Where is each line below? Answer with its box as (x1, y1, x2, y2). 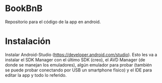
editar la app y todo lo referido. (5, 72, 67, 78)
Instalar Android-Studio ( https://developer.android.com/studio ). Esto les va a (5, 52, 157, 57)
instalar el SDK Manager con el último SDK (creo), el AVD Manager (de (5, 56, 146, 63)
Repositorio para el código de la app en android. (5, 19, 101, 25)
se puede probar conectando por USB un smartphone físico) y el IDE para (5, 67, 152, 73)
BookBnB (5, 3, 43, 14)
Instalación (5, 36, 51, 47)
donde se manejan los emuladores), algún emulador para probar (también (5, 62, 152, 68)
